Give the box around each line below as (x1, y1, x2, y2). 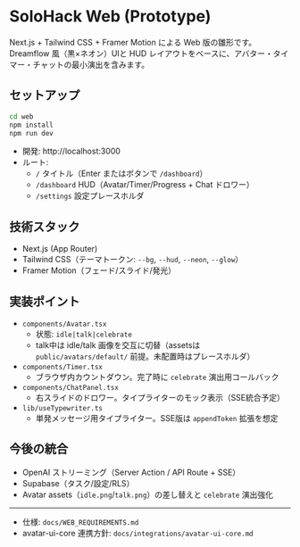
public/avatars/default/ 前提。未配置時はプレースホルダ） (35, 351, 255, 361)
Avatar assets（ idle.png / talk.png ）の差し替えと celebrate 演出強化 (21, 489, 274, 500)
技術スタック (9, 219, 80, 234)
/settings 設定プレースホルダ (35, 190, 145, 202)
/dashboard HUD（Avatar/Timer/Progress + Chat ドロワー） (35, 179, 254, 190)
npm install (9, 120, 54, 129)
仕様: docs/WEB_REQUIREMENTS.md (21, 516, 139, 527)
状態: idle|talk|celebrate (35, 328, 132, 339)
